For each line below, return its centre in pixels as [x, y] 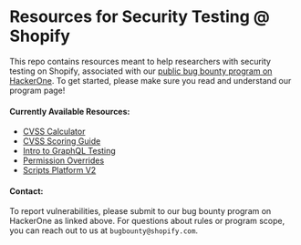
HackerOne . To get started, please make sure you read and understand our [150, 80]
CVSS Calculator [54, 132]
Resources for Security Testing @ [140, 17]
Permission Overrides [63, 160]
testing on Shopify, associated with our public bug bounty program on [141, 71]
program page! [37, 90]
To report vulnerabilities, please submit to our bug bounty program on [140, 211]
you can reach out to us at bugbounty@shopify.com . [104, 230]
